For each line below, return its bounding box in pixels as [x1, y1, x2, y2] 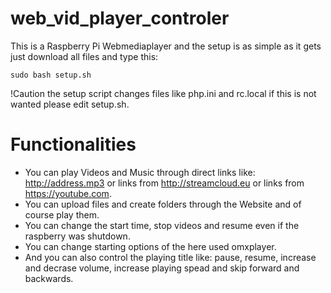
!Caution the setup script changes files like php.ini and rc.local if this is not [10, 87, 317, 99]
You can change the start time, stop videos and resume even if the [24, 219, 300, 231]
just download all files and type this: [10, 50, 159, 62]
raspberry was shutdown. [24, 230, 131, 242]
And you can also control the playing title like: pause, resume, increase [24, 251, 317, 263]
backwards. [24, 272, 74, 284]
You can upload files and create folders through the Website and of [24, 198, 302, 210]
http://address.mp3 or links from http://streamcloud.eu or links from [24, 177, 305, 189]
